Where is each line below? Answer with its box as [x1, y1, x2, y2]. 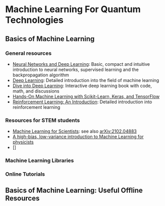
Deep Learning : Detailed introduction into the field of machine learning [12, 77, 159, 83]
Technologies [5, 14, 64, 26]
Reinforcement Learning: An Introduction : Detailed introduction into [12, 99, 152, 105]
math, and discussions [12, 88, 60, 94]
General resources [5, 50, 52, 57]
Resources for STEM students [5, 116, 80, 123]
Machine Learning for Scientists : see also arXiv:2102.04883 [12, 128, 137, 135]
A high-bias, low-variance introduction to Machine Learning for [12, 134, 144, 140]
